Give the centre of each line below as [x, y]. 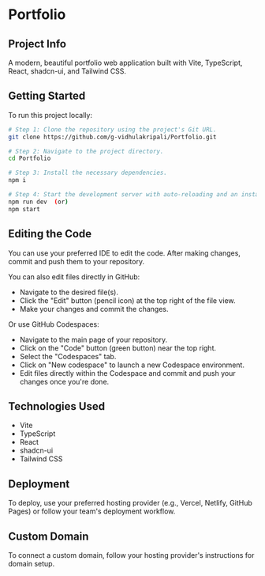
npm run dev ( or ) [38, 202]
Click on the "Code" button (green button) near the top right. [118, 348]
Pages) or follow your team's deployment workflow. [92, 511]
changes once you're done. [64, 381]
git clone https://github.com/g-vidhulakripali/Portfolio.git [112, 137]
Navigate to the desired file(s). [69, 292]
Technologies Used [56, 406]
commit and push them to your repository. [76, 261]
